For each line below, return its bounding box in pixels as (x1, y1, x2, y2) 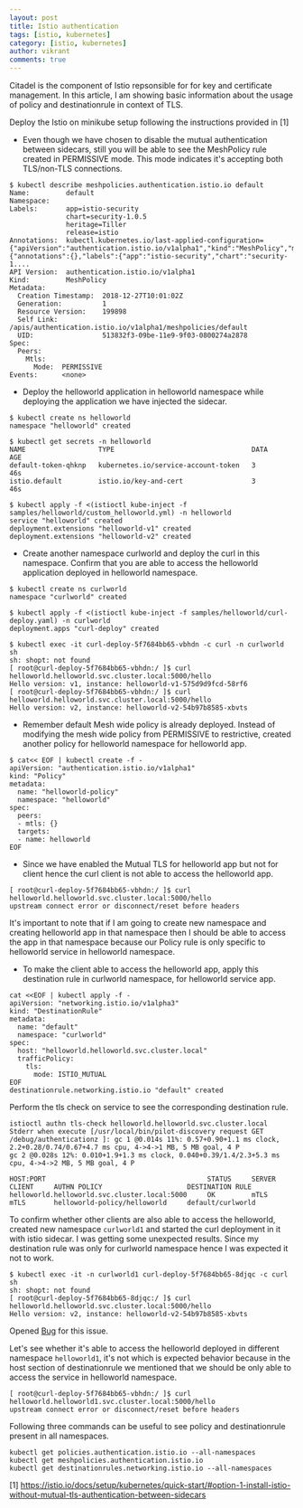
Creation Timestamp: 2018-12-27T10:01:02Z (17, 291, 183, 300)
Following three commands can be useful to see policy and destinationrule (9, 1421, 286, 1431)
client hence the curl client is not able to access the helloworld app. (22, 869, 273, 879)
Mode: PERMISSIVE (32, 363, 103, 372)
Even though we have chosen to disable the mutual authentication (22, 135, 268, 145)
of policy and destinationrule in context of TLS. (9, 99, 183, 109)
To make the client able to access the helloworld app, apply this (22, 964, 259, 975)
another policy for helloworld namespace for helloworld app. (22, 739, 247, 749)
